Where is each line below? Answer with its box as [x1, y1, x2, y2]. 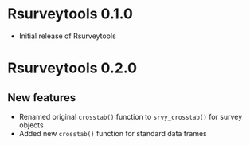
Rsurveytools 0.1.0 [7, 5, 133, 23]
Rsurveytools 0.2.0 [7, 59, 137, 77]
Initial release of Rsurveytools [18, 31, 116, 41]
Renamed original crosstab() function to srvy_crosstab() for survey [18, 112, 243, 121]
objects [18, 120, 45, 130]
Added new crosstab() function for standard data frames [18, 128, 208, 138]
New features [7, 91, 76, 104]
